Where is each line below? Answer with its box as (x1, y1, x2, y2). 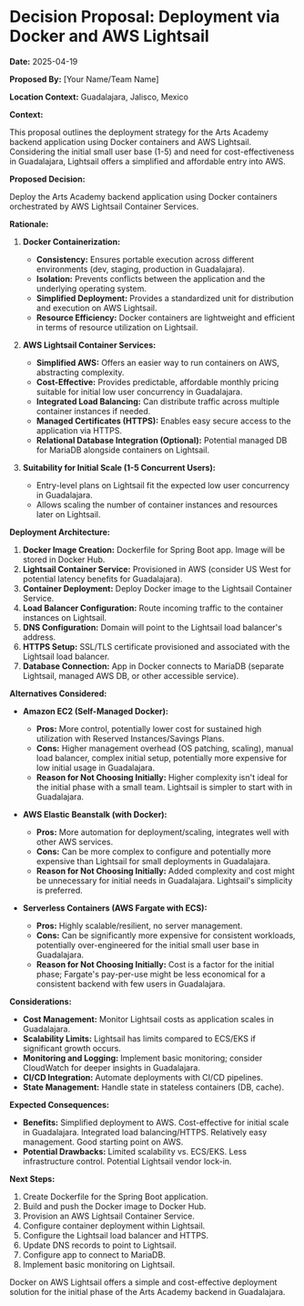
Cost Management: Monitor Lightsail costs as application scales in (22, 1013, 275, 1024)
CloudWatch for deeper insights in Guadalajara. (22, 1061, 200, 1073)
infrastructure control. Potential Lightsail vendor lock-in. (22, 1155, 232, 1166)
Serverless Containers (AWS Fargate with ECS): (22, 902, 208, 914)
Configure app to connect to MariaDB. (22, 1249, 166, 1260)
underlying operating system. (35, 283, 147, 294)
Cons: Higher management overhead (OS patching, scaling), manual (35, 742, 294, 754)
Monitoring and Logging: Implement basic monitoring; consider (22, 1052, 263, 1063)
